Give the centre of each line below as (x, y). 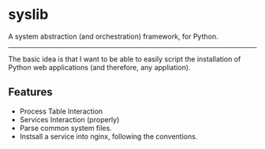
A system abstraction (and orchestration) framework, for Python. (113, 36)
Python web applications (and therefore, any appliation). (99, 67)
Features (30, 92)
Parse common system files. (65, 128)
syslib (28, 15)
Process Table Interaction (61, 111)
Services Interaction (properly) (69, 119)
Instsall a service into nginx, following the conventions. (108, 136)
